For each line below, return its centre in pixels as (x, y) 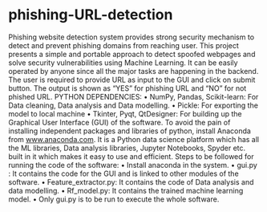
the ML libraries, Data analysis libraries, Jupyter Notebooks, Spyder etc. (127, 148)
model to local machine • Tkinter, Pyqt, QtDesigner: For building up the (125, 113)
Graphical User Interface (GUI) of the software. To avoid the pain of (119, 122)
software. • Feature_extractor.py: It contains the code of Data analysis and (131, 181)
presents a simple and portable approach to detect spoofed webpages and (132, 54)
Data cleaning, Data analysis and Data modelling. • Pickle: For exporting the (133, 105)
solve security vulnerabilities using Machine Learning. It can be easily (123, 63)
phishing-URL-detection (91, 15)
